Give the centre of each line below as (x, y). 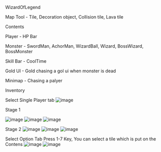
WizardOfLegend (23, 7)
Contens (14, 144)
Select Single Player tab (30, 100)
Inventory (15, 90)
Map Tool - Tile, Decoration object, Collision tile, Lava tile (64, 17)
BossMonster (19, 51)
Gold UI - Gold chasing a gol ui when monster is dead (61, 71)
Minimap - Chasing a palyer (34, 81)
